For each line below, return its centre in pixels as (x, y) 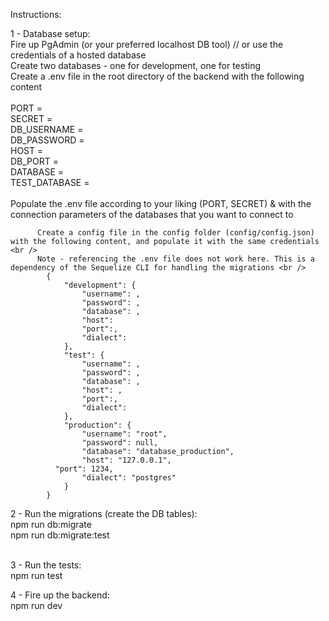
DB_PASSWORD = (47, 140)
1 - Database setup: (50, 33)
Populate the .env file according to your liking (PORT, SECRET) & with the (161, 203)
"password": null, (120, 443)
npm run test (36, 575)
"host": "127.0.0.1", (126, 460)
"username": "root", (124, 434)
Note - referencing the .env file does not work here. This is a (175, 259)
